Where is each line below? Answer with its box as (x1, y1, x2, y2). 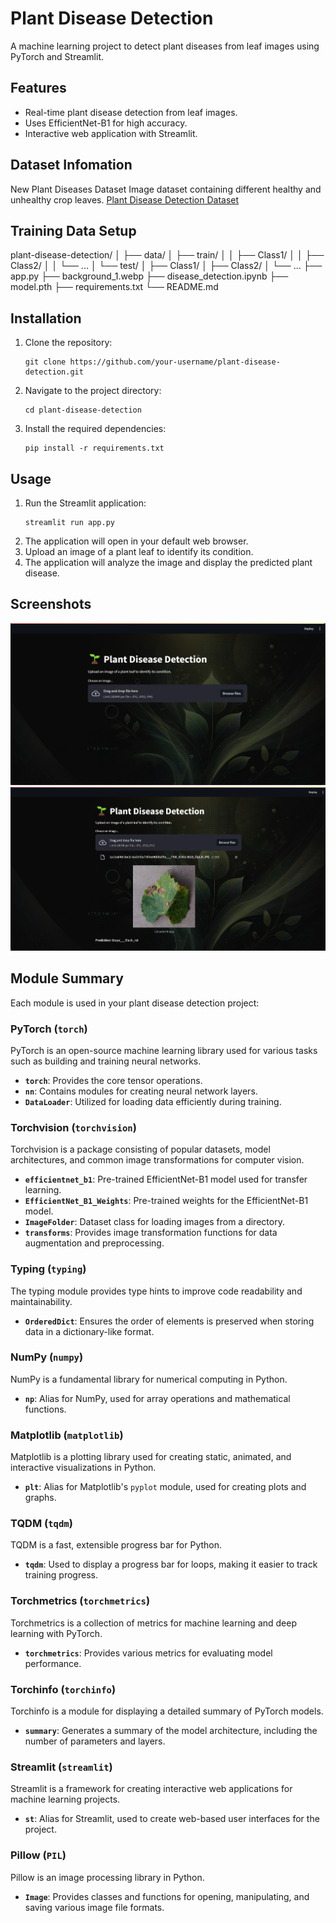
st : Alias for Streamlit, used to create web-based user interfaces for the (24, 1813, 320, 1825)
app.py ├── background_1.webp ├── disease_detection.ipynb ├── (10, 270, 289, 282)
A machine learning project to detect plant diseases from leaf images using (10, 40, 320, 52)
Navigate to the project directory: (24, 385, 162, 397)
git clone (24, 357, 67, 367)
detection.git (24, 367, 84, 377)
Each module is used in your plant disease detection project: (10, 997, 260, 1009)
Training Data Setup (10, 222, 137, 239)
